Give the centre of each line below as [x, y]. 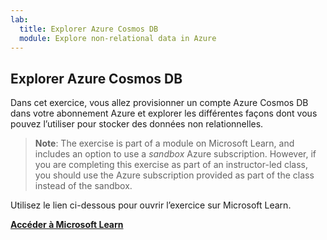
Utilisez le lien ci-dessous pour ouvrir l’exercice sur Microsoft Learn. [151, 205]
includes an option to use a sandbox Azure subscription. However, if [175, 154]
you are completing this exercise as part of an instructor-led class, [171, 165]
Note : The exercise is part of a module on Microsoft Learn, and [164, 143]
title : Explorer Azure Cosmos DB [89, 29]
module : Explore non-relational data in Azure [118, 38]
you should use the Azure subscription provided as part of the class [174, 175]
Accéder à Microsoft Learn [67, 225]
